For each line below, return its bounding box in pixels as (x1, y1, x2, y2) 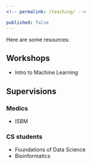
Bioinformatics (14, 153, 50, 160)
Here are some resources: (6, 36, 70, 43)
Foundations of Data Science (14, 146, 86, 153)
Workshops (6, 53, 50, 63)
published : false (6, 19, 49, 26)
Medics (6, 104, 28, 112)
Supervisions (6, 86, 56, 96)
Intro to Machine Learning (14, 69, 78, 76)
